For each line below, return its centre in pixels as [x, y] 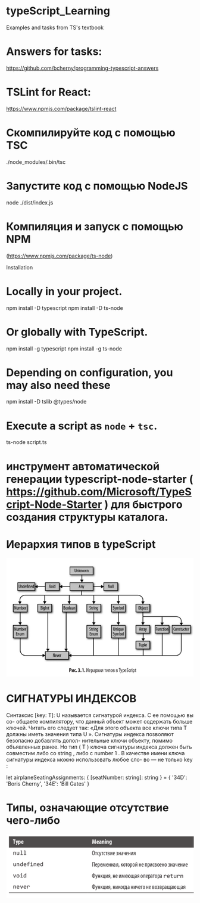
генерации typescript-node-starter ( [100, 479]
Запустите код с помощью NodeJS [97, 186]
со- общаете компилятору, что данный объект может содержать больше [99, 722]
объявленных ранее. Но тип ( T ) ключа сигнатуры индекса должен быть [99, 747]
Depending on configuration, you [90, 372]
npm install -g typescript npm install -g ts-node [64, 348]
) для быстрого [143, 504]
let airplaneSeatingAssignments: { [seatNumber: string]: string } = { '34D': [97, 778]
